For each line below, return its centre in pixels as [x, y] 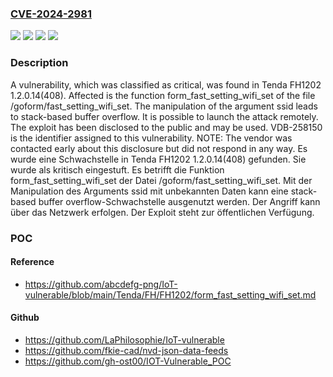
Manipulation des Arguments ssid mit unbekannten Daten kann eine [149, 191]
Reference [32, 262]
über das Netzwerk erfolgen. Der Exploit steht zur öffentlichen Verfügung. [162, 212]
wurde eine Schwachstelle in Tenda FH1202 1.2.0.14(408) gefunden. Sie [158, 159]
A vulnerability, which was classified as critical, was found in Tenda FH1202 [166, 84]
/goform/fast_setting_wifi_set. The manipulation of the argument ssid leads [164, 106]
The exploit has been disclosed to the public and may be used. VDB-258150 [166, 127]
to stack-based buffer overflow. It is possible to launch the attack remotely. [164, 116]
